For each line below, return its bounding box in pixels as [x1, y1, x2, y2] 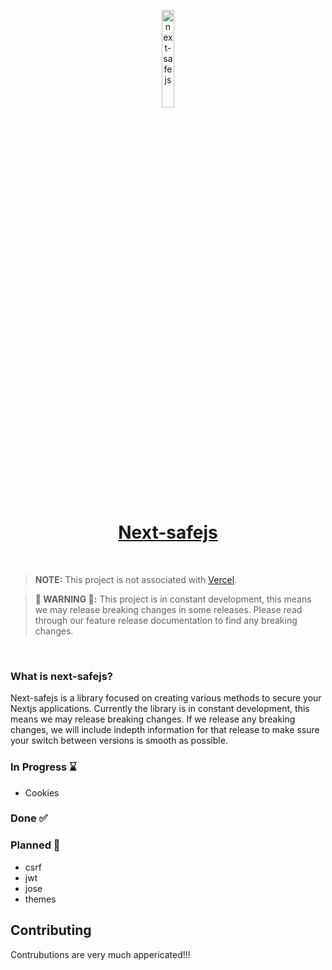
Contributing [10, 922, 92, 939]
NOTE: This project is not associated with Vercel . [34, 573, 238, 585]
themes [24, 893, 57, 905]
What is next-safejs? [10, 669, 114, 683]
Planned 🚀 [10, 838, 61, 852]
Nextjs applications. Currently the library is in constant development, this [10, 703, 310, 715]
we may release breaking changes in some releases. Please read [34, 603, 303, 615]
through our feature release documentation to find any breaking [34, 614, 298, 626]
